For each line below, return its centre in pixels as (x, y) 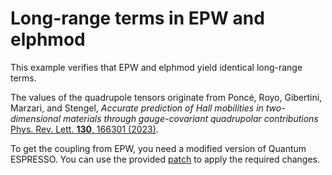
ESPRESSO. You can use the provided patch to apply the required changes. (165, 159)
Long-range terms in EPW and (137, 18)
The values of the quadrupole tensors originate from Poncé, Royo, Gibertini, (166, 97)
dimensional (36, 118)
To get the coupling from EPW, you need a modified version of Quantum (158, 148)
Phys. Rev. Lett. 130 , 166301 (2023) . (84, 129)
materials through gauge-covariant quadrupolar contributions (190, 118)
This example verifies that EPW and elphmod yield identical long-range (156, 67)
